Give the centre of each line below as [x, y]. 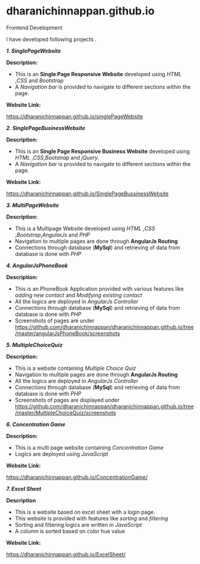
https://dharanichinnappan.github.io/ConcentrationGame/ [77, 477]
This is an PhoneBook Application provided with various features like [99, 288]
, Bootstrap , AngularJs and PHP [53, 234]
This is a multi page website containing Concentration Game [89, 447]
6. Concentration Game [36, 424]
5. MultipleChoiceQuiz [34, 345]
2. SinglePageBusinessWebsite [46, 128]
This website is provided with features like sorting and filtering [91, 518]
